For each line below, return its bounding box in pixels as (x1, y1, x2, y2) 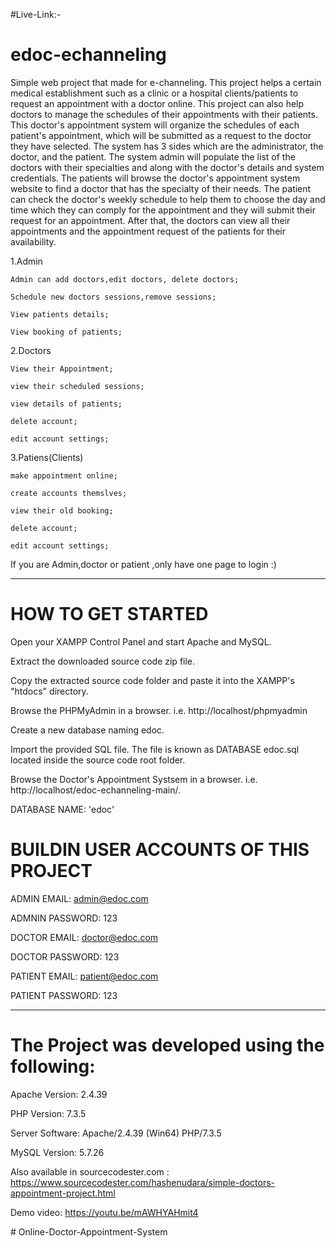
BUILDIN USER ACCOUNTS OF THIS (10, 839, 310, 861)
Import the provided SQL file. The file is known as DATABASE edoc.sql (10, 743, 300, 755)
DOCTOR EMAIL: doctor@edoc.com (10, 931, 159, 943)
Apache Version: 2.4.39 (10, 1088, 108, 1100)
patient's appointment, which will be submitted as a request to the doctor (10, 129, 312, 141)
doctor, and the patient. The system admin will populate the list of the (10, 150, 296, 163)
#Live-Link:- (10, 9, 62, 20)
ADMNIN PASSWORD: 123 (10, 912, 118, 924)
